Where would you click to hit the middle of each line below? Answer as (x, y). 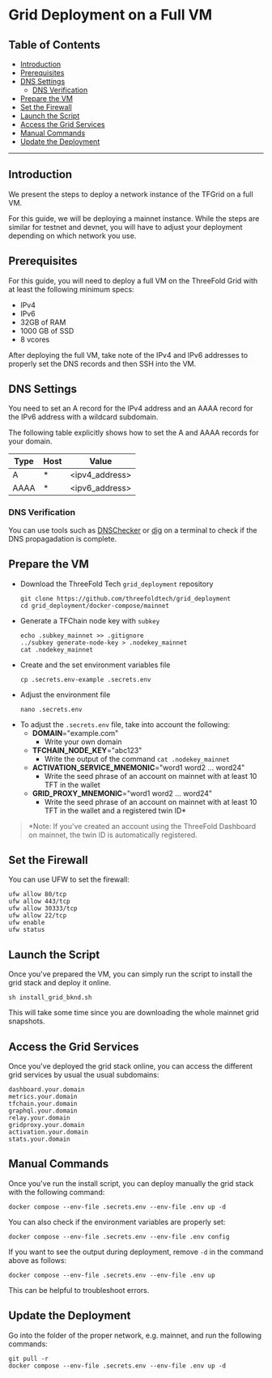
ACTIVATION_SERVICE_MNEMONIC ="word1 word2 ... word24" (138, 768)
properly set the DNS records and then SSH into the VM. (102, 364)
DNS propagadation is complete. (63, 538)
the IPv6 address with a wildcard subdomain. (83, 417)
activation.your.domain (49, 1132)
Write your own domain (83, 742)
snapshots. (27, 1021)
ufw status (27, 930)
